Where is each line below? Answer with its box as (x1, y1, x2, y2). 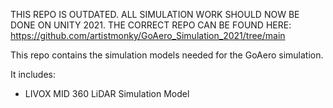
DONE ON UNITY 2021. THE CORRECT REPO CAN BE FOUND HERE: (10, 19, 292, 31)
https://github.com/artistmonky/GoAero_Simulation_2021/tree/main (10, 30, 286, 41)
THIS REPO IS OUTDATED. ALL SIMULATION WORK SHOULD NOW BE (10, 9, 300, 20)
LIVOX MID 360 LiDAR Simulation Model (24, 88, 190, 99)
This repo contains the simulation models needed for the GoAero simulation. (10, 49, 324, 61)
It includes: (10, 69, 56, 80)
